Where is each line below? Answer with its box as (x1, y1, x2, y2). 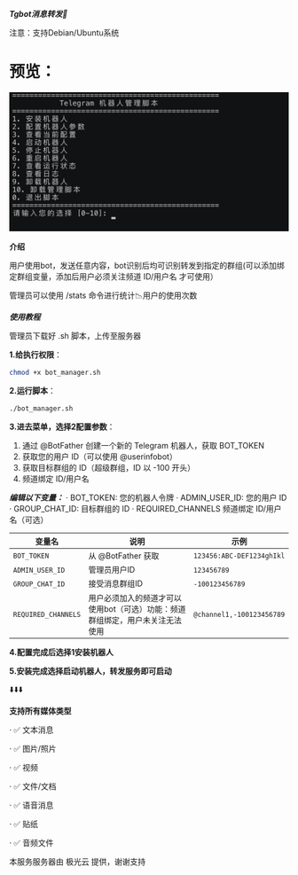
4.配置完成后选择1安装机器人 (9, 647, 114, 658)
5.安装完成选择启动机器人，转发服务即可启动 (9, 666, 173, 676)
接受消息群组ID (88, 578, 144, 589)
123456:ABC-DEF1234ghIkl (193, 551, 286, 561)
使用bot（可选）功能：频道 (88, 603, 186, 614)
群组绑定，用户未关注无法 (88, 614, 182, 625)
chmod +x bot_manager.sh (9, 368, 101, 378)
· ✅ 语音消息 (9, 800, 54, 810)
